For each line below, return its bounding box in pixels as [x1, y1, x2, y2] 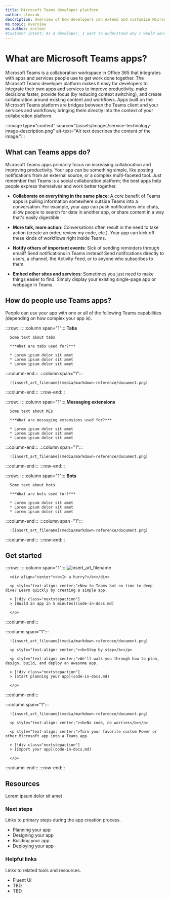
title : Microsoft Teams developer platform [5, 7, 99, 13]
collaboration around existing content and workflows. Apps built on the [5, 96, 153, 102]
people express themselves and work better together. [5, 183, 117, 189]
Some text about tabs [10, 335, 56, 340]
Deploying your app [12, 843, 54, 849]
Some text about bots [10, 482, 56, 487]
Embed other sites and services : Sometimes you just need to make [12, 271, 154, 277]
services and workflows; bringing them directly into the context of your [5, 107, 153, 113]
